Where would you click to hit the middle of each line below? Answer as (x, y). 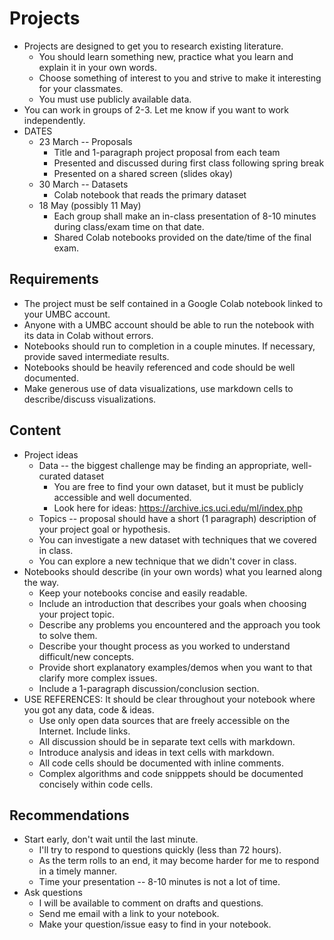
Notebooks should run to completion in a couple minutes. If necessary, (169, 346)
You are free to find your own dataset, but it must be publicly (178, 486)
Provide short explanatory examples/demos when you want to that (175, 667)
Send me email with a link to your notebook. (129, 914)
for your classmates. (81, 88)
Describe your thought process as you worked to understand (164, 646)
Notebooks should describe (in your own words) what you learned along (172, 571)
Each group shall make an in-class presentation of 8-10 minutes (185, 216)
